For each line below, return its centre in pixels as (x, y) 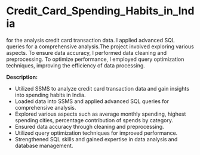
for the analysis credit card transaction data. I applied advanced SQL (90, 40)
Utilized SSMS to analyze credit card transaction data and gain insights (102, 88)
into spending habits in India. (50, 95)
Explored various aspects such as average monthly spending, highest (100, 114)
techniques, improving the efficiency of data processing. (76, 65)
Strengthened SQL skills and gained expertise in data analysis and (96, 139)
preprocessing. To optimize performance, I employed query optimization (95, 59)
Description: (22, 77)
